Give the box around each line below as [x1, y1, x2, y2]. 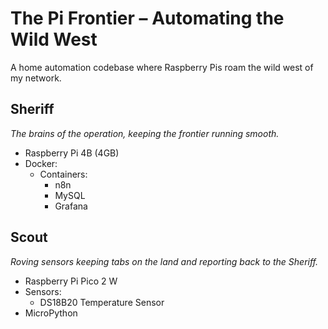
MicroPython [24, 307, 78, 319]
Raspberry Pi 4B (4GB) [24, 147, 120, 159]
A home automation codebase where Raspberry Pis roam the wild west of [10, 61, 314, 73]
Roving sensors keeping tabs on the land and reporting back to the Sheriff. [10, 255, 319, 267]
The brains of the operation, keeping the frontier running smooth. [10, 127, 280, 139]
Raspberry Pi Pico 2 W [24, 275, 118, 287]
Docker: [24, 157, 58, 169]
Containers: [39, 168, 88, 180]
